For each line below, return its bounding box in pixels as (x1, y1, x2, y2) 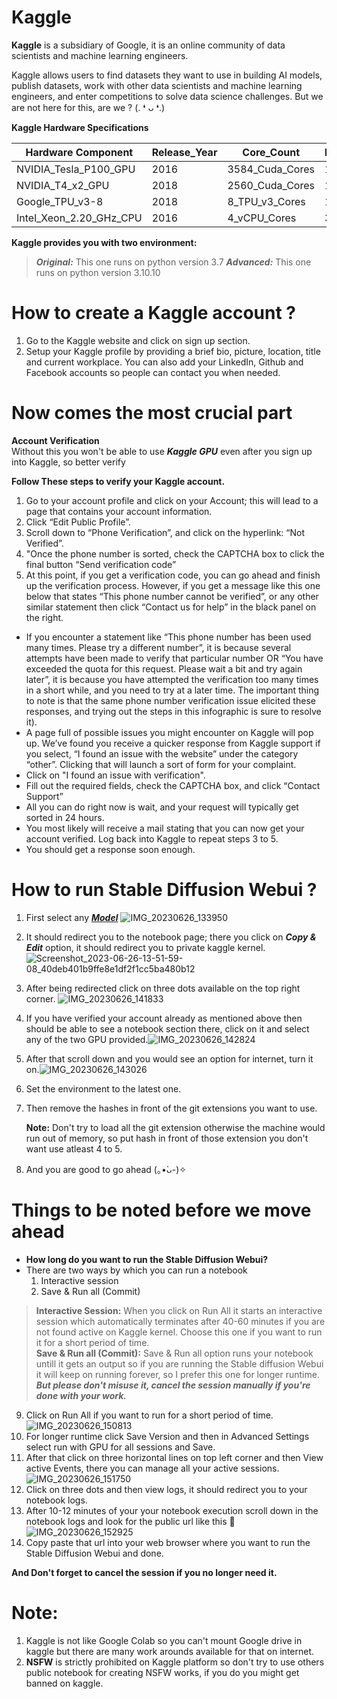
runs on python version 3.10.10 (35, 266, 161, 278)
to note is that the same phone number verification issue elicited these (25, 694, 316, 706)
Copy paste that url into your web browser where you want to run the (25, 1536, 311, 1548)
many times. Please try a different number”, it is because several (25, 641, 292, 653)
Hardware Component (25, 145, 134, 159)
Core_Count (242, 145, 301, 159)
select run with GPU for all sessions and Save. (25, 1441, 216, 1453)
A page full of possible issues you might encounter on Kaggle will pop (25, 726, 314, 738)
